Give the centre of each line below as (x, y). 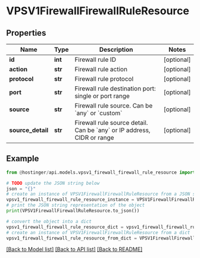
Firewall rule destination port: (115, 89)
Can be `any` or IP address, (112, 130)
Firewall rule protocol (104, 79)
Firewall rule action (101, 69)
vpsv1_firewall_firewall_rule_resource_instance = (70, 200)
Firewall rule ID (95, 59)
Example (23, 159)
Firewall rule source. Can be (113, 106)
